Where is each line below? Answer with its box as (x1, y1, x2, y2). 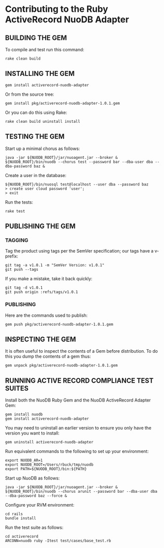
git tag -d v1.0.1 (5, 285, 43, 291)
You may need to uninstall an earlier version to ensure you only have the (5, 425, 152, 431)
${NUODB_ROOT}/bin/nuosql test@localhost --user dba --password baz (5, 182, 149, 187)
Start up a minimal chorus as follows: (5, 146, 80, 151)
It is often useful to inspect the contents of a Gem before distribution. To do (5, 348, 158, 354)
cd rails (5, 511, 23, 516)
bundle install (5, 516, 36, 521)
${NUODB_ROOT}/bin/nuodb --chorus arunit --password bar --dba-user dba (5, 489, 158, 494)
